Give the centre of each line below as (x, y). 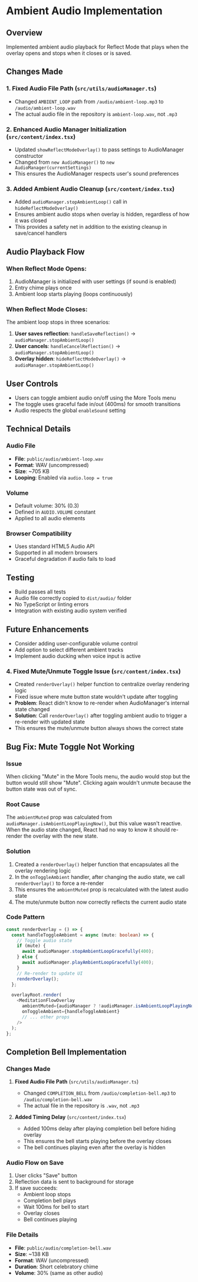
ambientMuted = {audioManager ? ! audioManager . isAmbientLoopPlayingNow (109, 1006)
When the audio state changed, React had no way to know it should (88, 830)
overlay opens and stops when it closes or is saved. (69, 53)
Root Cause (23, 804)
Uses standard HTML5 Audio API (55, 546)
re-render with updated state (50, 722)
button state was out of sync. (42, 789)
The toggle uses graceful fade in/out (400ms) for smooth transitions (98, 404)
